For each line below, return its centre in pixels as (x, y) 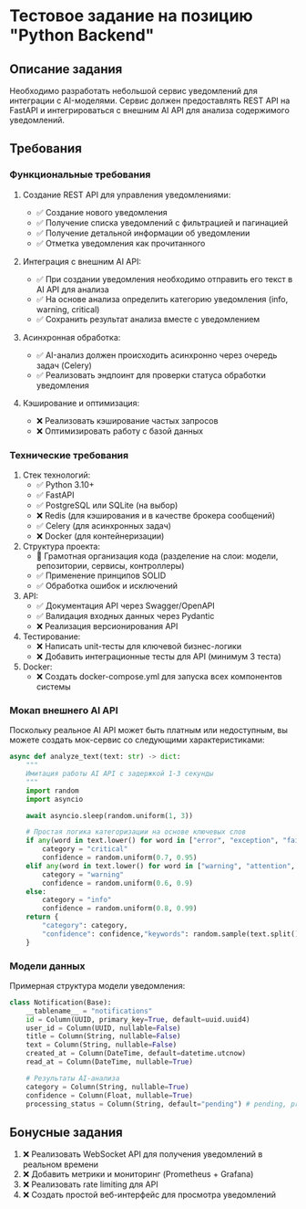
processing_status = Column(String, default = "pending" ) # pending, (156, 1104)
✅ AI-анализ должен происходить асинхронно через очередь (157, 355)
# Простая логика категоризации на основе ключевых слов (136, 832)
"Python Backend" (82, 35)
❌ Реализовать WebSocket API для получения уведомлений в (143, 1154)
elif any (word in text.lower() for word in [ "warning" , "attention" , (161, 866)
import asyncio (55, 799)
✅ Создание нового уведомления (102, 212)
